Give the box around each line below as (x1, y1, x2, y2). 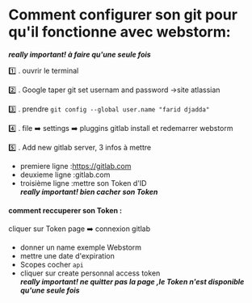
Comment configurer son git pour (8, 6, 238, 24)
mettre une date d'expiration (19, 251, 115, 261)
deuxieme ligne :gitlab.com (19, 170, 111, 179)
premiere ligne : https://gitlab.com (19, 161, 132, 170)
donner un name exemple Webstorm (19, 242, 142, 252)
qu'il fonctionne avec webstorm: (8, 23, 232, 41)
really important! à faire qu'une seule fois (8, 49, 151, 59)
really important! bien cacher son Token (19, 187, 158, 196)
